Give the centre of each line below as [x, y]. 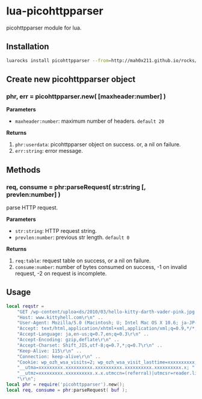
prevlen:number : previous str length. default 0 [72, 237]
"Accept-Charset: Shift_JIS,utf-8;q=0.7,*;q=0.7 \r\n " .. [90, 345]
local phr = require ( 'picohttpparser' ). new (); [66, 385]
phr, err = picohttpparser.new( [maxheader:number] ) [86, 96]
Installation [28, 47]
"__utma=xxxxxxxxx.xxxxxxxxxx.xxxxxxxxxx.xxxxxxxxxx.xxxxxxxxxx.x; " [106, 368]
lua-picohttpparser [55, 11]
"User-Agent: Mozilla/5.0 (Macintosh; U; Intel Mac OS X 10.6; [98, 323]
